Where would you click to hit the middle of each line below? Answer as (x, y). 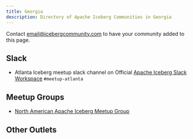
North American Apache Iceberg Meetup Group (72, 111)
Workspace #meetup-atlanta (49, 79)
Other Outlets (31, 130)
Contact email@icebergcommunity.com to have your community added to (95, 33)
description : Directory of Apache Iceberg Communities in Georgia (89, 17)
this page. (18, 40)
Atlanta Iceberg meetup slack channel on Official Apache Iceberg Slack (101, 72)
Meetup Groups (35, 97)
